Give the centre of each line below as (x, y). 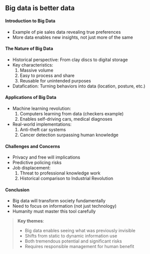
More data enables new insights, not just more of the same (73, 37)
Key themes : (31, 221)
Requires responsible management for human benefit (79, 247)
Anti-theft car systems (43, 129)
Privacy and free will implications (46, 157)
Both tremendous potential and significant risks (73, 241)
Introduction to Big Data (30, 21)
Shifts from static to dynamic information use (71, 236)
